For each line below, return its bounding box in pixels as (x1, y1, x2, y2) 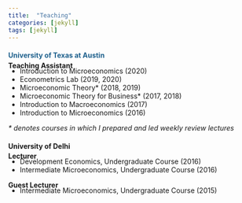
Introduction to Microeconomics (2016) (19, 108, 146, 117)
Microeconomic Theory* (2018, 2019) (19, 83, 141, 92)
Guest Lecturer (8, 180, 59, 190)
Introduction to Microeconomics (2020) (19, 66, 148, 76)
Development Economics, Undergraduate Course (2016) (19, 157, 202, 166)
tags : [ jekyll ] (8, 26, 58, 34)
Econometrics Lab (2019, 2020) (19, 74, 123, 83)
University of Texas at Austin (8, 50, 105, 60)
